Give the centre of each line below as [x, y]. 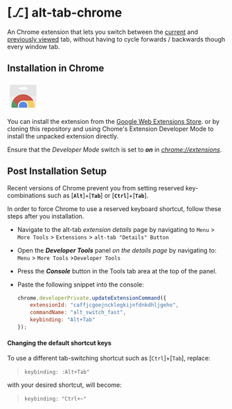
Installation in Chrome [56, 68]
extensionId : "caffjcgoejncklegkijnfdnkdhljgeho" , [105, 305]
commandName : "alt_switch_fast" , [78, 313]
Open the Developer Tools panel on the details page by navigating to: [117, 250]
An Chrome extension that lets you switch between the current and [103, 32]
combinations [27, 195]
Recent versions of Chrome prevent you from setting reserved [96, 188]
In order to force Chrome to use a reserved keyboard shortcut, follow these [114, 208]
